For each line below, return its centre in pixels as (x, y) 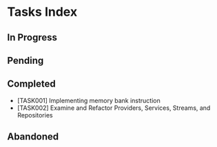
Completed (32, 84)
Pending (25, 60)
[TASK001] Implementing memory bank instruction (89, 100)
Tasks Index (42, 12)
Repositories (35, 115)
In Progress (32, 37)
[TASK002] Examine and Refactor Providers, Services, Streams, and (114, 108)
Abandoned (33, 137)
